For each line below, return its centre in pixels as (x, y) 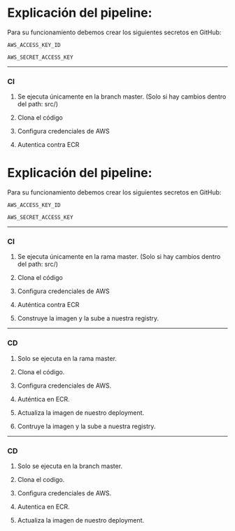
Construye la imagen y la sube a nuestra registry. (88, 318)
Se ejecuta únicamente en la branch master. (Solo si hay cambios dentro (122, 97)
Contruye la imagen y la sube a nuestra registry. (86, 426)
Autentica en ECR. (43, 507)
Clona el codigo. (41, 480)
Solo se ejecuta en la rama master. (67, 358)
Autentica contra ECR (48, 145)
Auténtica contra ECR (48, 305)
